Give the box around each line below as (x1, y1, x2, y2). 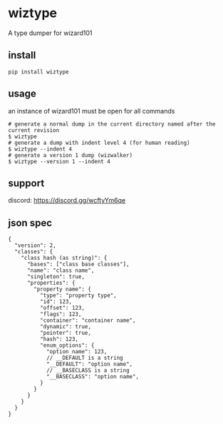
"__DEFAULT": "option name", (46, 360, 133, 368)
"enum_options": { (39, 342, 95, 349)
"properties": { (26, 280, 76, 287)
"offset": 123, (39, 305, 85, 312)
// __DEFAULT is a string (46, 355, 123, 362)
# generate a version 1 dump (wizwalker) (8, 151, 133, 158)
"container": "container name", (39, 317, 136, 324)
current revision (8, 126, 60, 133)
